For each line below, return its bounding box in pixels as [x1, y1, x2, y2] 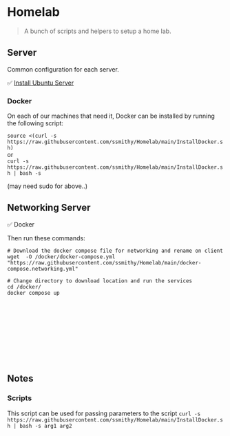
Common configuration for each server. [7, 65, 119, 73]
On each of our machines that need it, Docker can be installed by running [7, 112, 216, 121]
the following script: [7, 119, 64, 127]
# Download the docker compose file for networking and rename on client [7, 247, 224, 254]
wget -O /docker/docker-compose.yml [7, 253, 116, 260]
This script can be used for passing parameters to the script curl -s [7, 409, 201, 417]
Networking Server [7, 202, 91, 214]
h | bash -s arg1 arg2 [7, 422, 72, 429]
